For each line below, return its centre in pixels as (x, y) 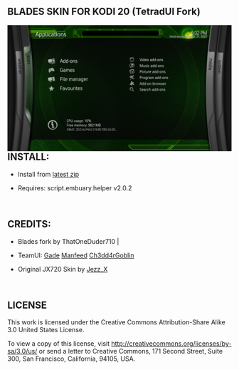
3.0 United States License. (46, 330)
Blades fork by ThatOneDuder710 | (68, 241)
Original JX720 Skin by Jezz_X (63, 269)
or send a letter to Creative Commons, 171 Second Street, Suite (131, 351)
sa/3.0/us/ (22, 351)
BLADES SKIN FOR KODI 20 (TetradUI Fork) (104, 12)
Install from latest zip (48, 174)
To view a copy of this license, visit (59, 344)
